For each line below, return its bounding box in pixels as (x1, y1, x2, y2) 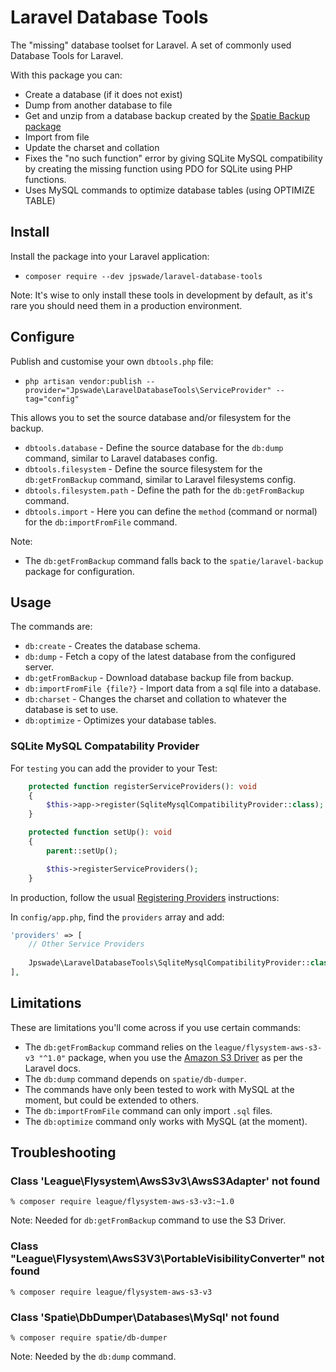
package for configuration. (24, 565, 135, 577)
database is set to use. (24, 704, 119, 716)
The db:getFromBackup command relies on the (24, 1041, 213, 1053)
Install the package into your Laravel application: (10, 250, 210, 262)
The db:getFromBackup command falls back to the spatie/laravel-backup (24, 554, 324, 566)
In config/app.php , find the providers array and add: (10, 911, 225, 923)
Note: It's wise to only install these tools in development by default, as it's (10, 289, 313, 301)
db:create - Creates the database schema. (24, 640, 201, 652)
